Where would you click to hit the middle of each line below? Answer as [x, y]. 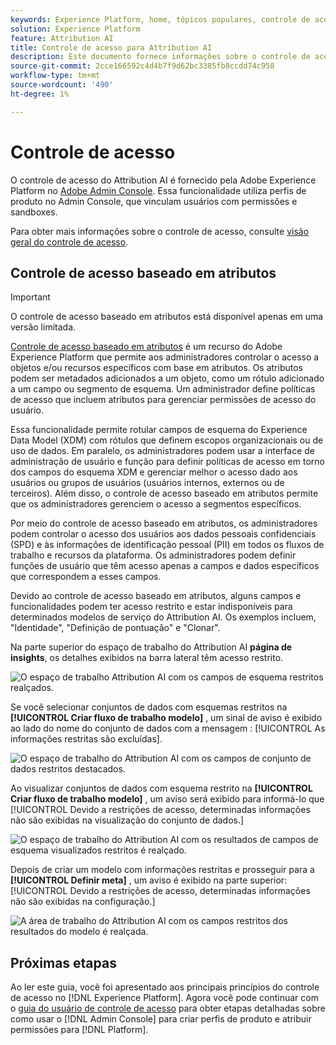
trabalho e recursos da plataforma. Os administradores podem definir [153, 555]
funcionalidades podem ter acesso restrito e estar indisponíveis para [151, 607]
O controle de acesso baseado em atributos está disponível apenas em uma [167, 317]
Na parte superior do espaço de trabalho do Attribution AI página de [151, 647]
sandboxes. [34, 212]
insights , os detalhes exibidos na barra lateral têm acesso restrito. [147, 658]
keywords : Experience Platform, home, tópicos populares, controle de [160, 19]
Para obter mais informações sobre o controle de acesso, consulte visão [160, 231]
